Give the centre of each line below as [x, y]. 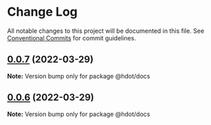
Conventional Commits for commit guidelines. [71, 38]
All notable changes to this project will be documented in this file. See [106, 31]
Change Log [42, 12]
